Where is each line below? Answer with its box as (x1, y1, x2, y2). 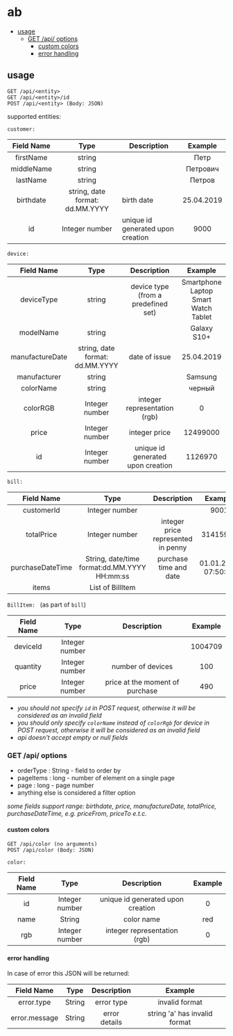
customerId (23, 505, 60, 515)
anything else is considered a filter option (17, 789, 136, 797)
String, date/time (85, 554, 140, 564)
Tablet (191, 312, 212, 322)
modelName (19, 327, 59, 337)
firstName (15, 152, 48, 162)
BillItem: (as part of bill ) (7, 600, 87, 609)
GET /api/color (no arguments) (7, 841, 98, 848)
